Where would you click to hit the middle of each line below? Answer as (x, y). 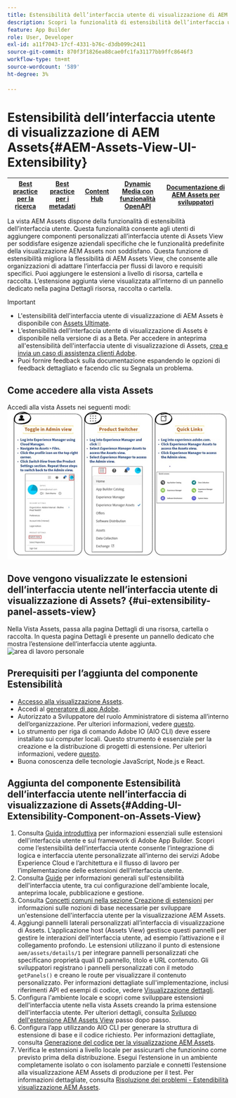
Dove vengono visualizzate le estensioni (97, 579)
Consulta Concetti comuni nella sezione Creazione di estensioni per (116, 900)
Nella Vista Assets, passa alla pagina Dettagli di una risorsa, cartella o (108, 629)
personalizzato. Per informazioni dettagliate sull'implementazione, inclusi (123, 983)
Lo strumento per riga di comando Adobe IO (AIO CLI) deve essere (114, 731)
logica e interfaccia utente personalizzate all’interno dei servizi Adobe (118, 856)
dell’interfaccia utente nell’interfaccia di (97, 794)
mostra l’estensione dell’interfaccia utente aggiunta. (82, 643)
